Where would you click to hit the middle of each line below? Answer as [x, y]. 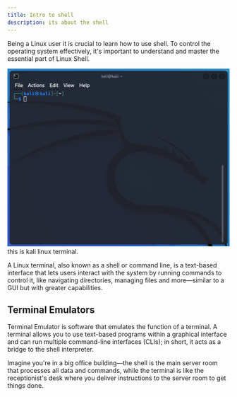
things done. [25, 386]
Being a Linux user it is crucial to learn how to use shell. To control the [109, 43]
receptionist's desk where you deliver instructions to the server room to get [117, 378]
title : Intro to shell [41, 15]
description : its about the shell [58, 22]
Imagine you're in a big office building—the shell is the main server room [113, 363]
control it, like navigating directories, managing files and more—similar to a [116, 280]
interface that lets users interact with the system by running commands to [115, 272]
